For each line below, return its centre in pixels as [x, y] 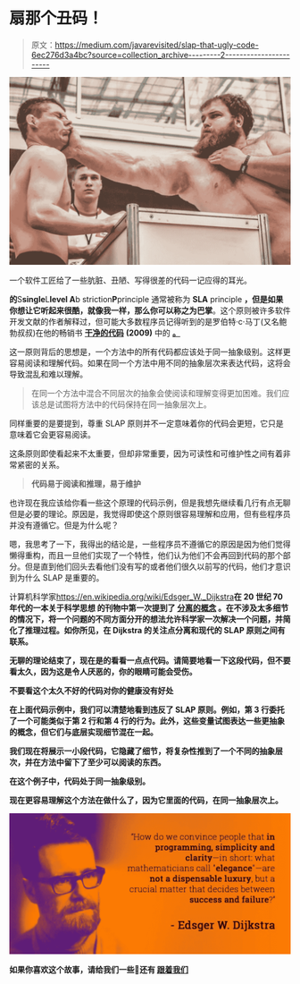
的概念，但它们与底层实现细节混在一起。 [83, 732]
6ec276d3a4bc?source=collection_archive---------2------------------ [160, 55]
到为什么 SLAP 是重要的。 [57, 577]
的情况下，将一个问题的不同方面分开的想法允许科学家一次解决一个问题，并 [146, 619]
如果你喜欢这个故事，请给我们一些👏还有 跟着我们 [99, 969]
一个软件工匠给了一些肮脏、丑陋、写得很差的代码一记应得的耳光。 [130, 280]
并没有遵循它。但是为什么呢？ [64, 525]
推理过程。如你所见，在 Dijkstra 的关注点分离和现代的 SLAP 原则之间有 [155, 630]
